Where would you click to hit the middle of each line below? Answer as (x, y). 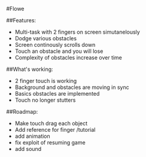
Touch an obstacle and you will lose (59, 51)
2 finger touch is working (46, 81)
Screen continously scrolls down (55, 45)
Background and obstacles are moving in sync (72, 87)
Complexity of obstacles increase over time (69, 57)
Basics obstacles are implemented (57, 94)
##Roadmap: (22, 112)
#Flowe (16, 9)
